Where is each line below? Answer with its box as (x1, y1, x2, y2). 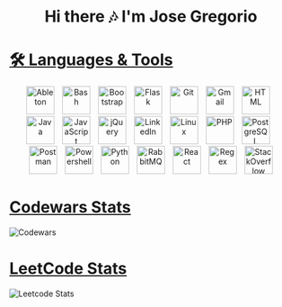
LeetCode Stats (9, 258, 128, 279)
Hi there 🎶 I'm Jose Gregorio (44, 6, 258, 27)
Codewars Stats (9, 197, 132, 218)
